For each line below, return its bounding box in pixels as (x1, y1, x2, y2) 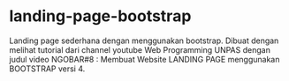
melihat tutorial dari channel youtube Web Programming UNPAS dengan (9, 44, 271, 55)
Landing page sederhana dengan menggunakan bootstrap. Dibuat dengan (9, 35, 279, 46)
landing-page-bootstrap (9, 6, 192, 26)
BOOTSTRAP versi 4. (9, 63, 86, 74)
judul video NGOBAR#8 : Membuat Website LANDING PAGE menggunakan (9, 54, 280, 64)
